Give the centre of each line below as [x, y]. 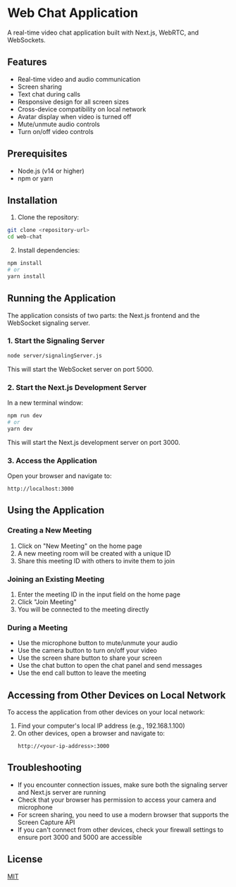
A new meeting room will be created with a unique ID [94, 553]
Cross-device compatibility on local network [82, 109]
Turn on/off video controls [55, 131]
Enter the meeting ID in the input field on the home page [99, 594]
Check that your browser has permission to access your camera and [117, 800]
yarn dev [20, 429]
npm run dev [25, 416]
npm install [25, 263]
